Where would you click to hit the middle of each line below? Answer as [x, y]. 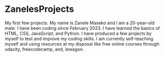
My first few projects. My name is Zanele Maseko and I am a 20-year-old [80, 23]
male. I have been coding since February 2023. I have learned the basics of [82, 28]
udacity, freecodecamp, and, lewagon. [44, 49]
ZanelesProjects [39, 9]
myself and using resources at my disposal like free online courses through [82, 44]
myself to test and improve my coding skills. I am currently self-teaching [79, 39]
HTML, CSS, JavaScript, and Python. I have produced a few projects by [78, 33]
